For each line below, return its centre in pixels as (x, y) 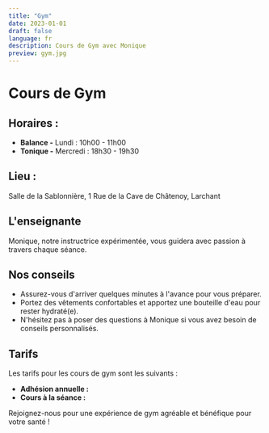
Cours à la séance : (53, 397)
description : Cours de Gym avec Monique (78, 46)
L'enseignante (45, 222)
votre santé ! (29, 422)
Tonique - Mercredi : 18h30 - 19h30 (80, 151)
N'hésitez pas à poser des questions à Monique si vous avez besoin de (138, 320)
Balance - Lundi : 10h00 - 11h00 (73, 143)
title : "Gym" (30, 16)
